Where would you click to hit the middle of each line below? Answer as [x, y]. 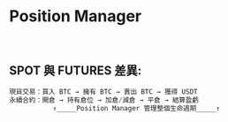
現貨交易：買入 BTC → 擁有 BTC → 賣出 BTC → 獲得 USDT [103, 91]
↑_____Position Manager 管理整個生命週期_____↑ [137, 108]
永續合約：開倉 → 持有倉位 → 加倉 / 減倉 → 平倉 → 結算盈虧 [104, 100]
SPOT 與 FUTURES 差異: [76, 71]
